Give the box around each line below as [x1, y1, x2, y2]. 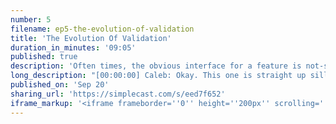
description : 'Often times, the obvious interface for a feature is [10, 61, 302, 71]
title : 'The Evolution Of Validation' [10, 33, 172, 43]
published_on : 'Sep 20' [10, 80, 110, 90]
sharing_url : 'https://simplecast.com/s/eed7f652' [10, 89, 226, 99]
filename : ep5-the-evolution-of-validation [10, 24, 195, 34]
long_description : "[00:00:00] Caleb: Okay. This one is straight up [10, 71, 307, 81]
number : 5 [10, 14, 52, 25]
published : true [10, 52, 78, 62]
